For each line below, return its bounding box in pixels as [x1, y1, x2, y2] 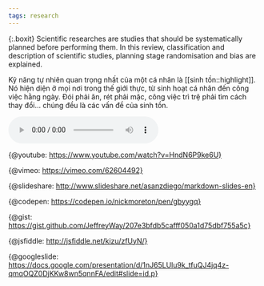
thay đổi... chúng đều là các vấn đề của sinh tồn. [8, 100, 169, 110]
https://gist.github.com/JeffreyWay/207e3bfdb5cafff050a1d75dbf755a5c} [8, 220, 251, 230]
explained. [8, 59, 42, 69]
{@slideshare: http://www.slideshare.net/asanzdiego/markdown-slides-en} [8, 181, 256, 191]
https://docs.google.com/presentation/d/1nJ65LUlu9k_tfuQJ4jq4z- [8, 260, 230, 269]
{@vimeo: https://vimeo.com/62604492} [8, 165, 143, 175]
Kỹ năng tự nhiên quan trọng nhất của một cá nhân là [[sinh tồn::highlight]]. [8, 75, 256, 84]
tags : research [8, 11, 59, 20]
